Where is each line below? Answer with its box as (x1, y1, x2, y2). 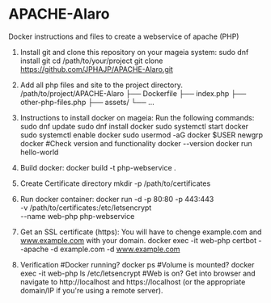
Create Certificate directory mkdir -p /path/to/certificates (19, 179, 211, 188)
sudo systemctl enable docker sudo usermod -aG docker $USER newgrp (19, 130, 264, 140)
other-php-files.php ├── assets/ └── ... (19, 97, 155, 107)
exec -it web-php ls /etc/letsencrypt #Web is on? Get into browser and (19, 268, 256, 278)
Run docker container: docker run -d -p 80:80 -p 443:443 (19, 194, 214, 204)
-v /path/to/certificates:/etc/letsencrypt (19, 203, 152, 213)
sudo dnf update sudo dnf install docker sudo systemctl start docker (19, 121, 249, 131)
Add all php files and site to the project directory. (19, 80, 184, 90)
